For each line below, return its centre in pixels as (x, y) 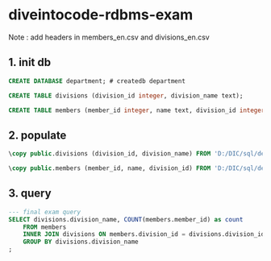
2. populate (38, 135)
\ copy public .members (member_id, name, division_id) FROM (110, 168)
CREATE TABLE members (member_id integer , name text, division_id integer (137, 110)
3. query (30, 194)
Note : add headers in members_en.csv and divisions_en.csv (109, 37)
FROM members (45, 227)
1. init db (29, 62)
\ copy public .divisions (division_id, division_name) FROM (110, 154)
